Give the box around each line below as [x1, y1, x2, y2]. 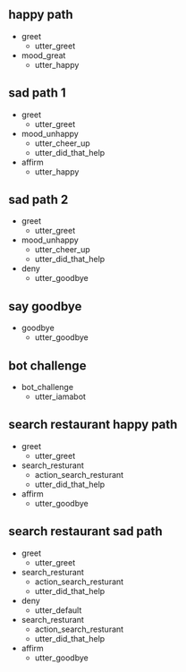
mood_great [21, 49, 66, 61]
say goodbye [8, 299, 82, 314]
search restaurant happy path [8, 417, 178, 432]
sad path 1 [8, 85, 66, 101]
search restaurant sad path [8, 523, 163, 540]
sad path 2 [8, 192, 69, 208]
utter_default [34, 604, 82, 616]
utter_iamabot [34, 391, 87, 402]
